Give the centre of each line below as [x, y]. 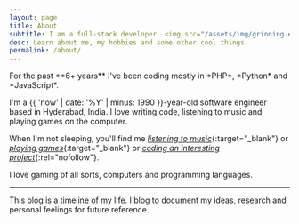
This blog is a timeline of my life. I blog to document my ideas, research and [148, 200]
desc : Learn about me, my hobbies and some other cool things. [129, 42]
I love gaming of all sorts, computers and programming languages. [131, 175]
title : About [33, 26]
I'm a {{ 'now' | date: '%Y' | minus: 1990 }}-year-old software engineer [138, 102]
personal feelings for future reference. [79, 210]
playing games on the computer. [68, 122]
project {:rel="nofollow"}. [54, 157]
